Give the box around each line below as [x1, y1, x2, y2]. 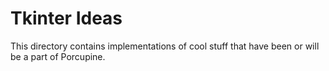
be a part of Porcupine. [10, 50, 106, 62]
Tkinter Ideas [10, 7, 123, 30]
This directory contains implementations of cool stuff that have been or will [10, 40, 320, 52]
